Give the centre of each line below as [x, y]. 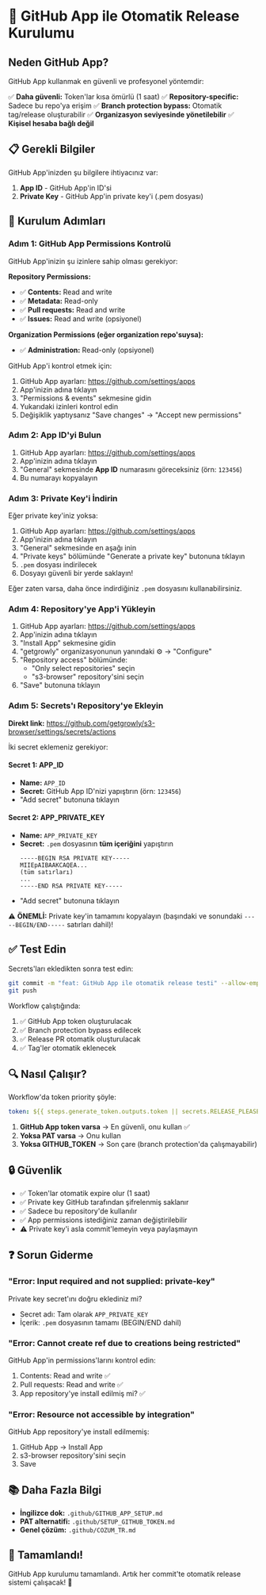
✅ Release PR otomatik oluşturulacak [80, 1039]
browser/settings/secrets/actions [62, 731]
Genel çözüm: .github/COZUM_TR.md [78, 1530]
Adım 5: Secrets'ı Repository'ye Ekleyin [86, 706]
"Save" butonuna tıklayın [60, 685]
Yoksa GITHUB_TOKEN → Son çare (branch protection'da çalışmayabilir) [138, 1144]
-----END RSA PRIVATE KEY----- [71, 886]
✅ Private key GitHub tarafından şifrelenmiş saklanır [104, 1202]
